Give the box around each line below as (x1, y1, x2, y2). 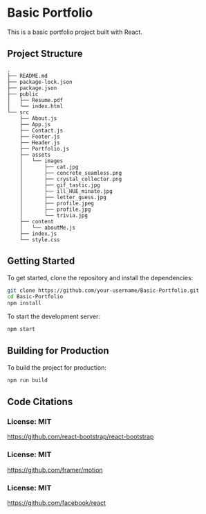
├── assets (19, 151, 51, 158)
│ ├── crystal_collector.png (19, 175, 122, 182)
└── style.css (19, 236, 60, 243)
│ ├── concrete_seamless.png (19, 169, 122, 176)
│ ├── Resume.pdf (7, 96, 64, 103)
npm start (7, 326, 36, 333)
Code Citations (7, 396, 73, 408)
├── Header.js (19, 139, 60, 146)
